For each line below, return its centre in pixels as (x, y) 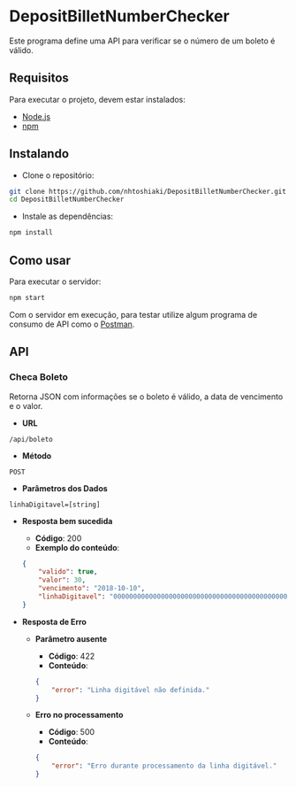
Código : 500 (72, 732)
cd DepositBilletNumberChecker (67, 200)
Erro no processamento (79, 715)
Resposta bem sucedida (67, 521)
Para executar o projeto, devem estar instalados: (97, 99)
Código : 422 (72, 656)
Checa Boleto (39, 377)
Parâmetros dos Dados (65, 488)
